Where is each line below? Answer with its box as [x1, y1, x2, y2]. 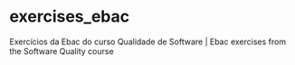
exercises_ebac [9, 6, 129, 27]
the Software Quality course [9, 45, 115, 56]
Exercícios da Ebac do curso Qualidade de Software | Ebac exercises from [9, 36, 287, 47]
